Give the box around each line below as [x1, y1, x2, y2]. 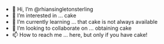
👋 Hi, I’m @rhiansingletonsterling [11, 6, 93, 12]
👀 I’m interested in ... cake [11, 12, 77, 19]
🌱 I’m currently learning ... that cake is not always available [11, 18, 158, 25]
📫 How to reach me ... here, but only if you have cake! [11, 32, 148, 38]
